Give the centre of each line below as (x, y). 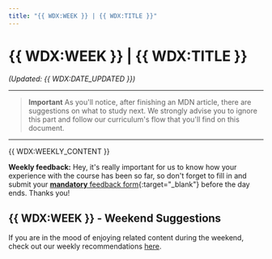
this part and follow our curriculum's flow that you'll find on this (134, 119)
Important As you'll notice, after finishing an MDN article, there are (140, 101)
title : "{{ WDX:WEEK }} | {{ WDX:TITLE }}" (83, 16)
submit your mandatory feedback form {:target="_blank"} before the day (129, 184)
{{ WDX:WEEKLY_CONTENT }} (59, 151)
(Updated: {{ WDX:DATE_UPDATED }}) (72, 79)
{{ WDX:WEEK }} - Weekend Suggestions (115, 218)
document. (46, 127)
